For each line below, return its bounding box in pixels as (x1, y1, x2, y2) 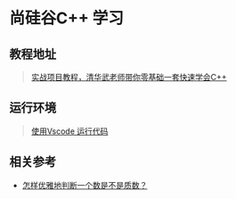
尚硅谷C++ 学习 (9, 8, 125, 29)
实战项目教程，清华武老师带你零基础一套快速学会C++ (30, 72, 227, 82)
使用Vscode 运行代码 (30, 126, 109, 137)
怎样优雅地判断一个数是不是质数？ (21, 179, 148, 190)
